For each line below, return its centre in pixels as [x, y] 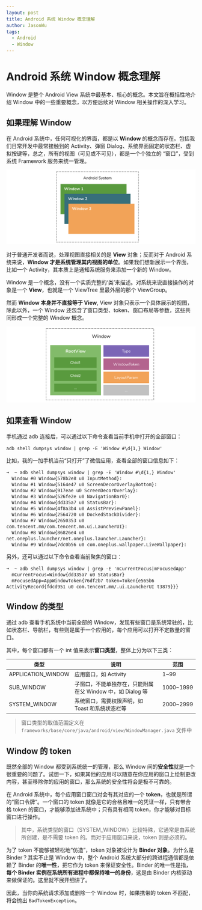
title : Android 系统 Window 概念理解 [51, 19]
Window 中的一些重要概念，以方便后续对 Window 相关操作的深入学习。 [101, 102]
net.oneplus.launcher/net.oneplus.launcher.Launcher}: [76, 539]
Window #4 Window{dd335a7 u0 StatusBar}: [64, 502]
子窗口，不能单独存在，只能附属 [114, 684]
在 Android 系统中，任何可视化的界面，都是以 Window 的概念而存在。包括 [98, 138]
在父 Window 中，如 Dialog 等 [111, 691]
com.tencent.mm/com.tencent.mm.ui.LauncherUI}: [67, 527]
